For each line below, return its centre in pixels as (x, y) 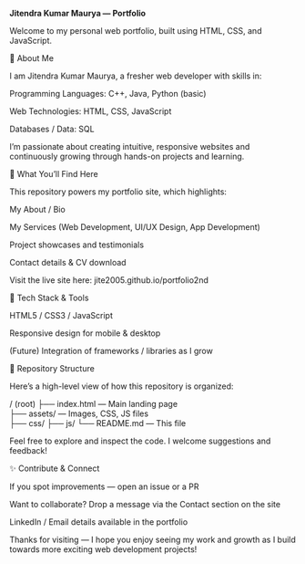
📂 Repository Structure (52, 368)
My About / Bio (37, 209)
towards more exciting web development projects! (103, 549)
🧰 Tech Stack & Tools (49, 298)
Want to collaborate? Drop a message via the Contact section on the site (145, 504)
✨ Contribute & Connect (55, 468)
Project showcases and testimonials (76, 245)
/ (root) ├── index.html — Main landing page (94, 404)
